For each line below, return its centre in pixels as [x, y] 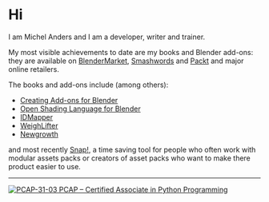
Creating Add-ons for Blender [69, 100]
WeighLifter [39, 125]
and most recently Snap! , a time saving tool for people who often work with [132, 149]
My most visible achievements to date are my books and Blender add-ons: [131, 52]
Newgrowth [39, 134]
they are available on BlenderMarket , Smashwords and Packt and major [126, 61]
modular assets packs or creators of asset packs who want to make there [129, 158]
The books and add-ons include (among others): [88, 85]
